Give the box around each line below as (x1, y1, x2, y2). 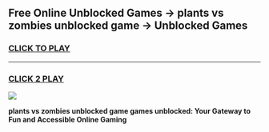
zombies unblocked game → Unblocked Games (8, 19, 248, 33)
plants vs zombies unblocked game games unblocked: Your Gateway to (8, 106, 251, 115)
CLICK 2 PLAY (8, 73, 64, 84)
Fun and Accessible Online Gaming (8, 114, 127, 124)
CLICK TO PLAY (8, 43, 70, 54)
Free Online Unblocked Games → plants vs (8, 6, 224, 20)
